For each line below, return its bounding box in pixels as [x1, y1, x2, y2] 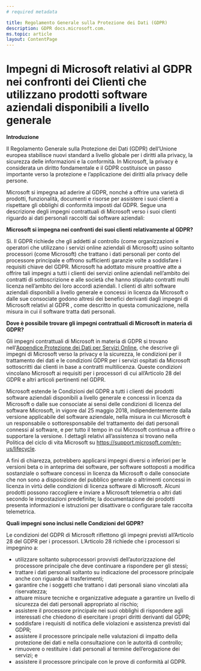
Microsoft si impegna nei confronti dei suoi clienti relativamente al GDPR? [6, 226, 193, 233]
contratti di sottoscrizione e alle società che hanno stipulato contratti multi [6, 276, 190, 283]
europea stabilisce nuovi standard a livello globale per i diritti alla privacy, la [6, 152, 193, 159]
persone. [6, 177, 29, 184]
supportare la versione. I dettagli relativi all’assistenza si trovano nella [6, 433, 178, 440]
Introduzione [6, 134, 39, 141]
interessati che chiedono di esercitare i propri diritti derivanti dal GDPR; [14, 613, 191, 620]
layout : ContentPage [6, 37, 58, 43]
